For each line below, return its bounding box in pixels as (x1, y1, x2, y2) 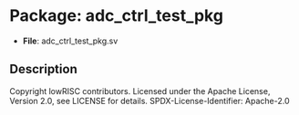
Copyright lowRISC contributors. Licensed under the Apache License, (9, 85, 271, 96)
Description (9, 62, 77, 77)
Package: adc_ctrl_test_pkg (9, 5, 223, 26)
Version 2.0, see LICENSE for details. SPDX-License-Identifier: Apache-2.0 (9, 95, 290, 106)
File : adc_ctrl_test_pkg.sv (22, 35, 119, 46)
